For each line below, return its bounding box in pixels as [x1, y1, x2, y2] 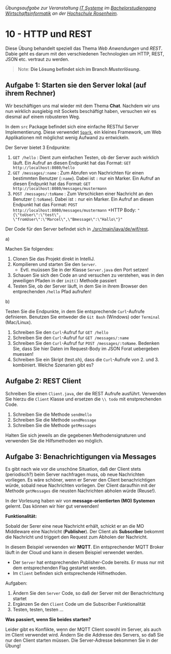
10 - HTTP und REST [5, 28, 92, 40]
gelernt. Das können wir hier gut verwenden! [5, 503, 99, 509]
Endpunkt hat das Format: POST [12, 201, 78, 207]
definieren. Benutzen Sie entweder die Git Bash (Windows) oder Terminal [5, 314, 160, 320]
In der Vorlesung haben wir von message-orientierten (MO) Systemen [5, 498, 155, 504]
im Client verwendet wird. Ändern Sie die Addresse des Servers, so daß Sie [5, 632, 164, 638]
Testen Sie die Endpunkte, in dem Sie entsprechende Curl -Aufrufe [5, 308, 145, 314]
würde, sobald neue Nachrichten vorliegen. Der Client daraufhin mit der [5, 483, 156, 489]
